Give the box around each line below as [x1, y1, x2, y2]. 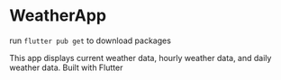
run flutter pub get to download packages [9, 35, 171, 46]
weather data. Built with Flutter [9, 62, 123, 73]
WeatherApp [9, 5, 106, 26]
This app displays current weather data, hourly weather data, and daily [9, 52, 272, 63]
